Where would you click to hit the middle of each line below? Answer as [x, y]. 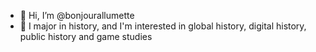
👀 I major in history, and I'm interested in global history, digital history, [163, 26]
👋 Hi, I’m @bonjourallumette [77, 15]
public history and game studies [86, 36]
